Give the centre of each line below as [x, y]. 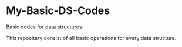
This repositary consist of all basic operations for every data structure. [91, 38]
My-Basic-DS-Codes [58, 11]
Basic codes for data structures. [45, 27]
